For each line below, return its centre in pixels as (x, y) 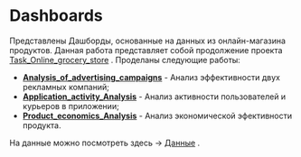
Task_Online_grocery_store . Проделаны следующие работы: (125, 60)
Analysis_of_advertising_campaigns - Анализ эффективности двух (151, 77)
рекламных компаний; (66, 87)
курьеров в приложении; (71, 106)
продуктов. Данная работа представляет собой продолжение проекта (146, 50)
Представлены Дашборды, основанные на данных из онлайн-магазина (148, 41)
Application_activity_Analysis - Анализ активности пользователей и (154, 97)
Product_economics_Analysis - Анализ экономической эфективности (157, 115)
